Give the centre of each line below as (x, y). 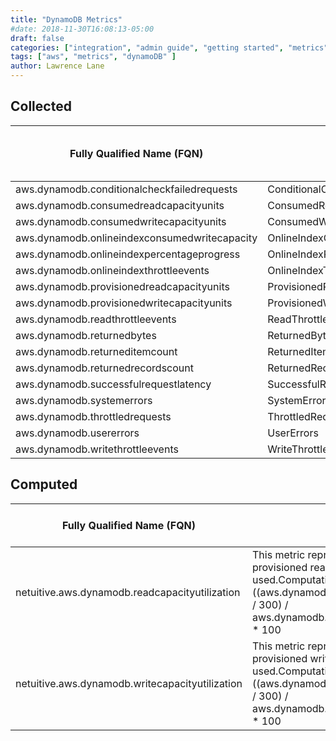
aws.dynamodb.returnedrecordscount (104, 368)
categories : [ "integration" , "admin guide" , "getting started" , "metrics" (169, 47)
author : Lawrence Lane (57, 66)
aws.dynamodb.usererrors (77, 433)
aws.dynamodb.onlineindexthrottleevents (112, 270)
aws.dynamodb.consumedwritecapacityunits (121, 221)
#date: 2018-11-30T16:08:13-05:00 (82, 29)
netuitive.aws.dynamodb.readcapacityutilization (128, 592)
